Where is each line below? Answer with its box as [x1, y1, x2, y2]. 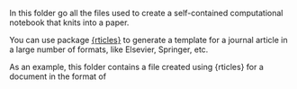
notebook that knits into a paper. [9, 17, 130, 28]
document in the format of [9, 71, 106, 82]
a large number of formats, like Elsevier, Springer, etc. [9, 44, 209, 55]
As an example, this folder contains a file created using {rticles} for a [9, 62, 264, 72]
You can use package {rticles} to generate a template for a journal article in [9, 35, 288, 45]
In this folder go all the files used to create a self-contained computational [9, 8, 283, 18]
